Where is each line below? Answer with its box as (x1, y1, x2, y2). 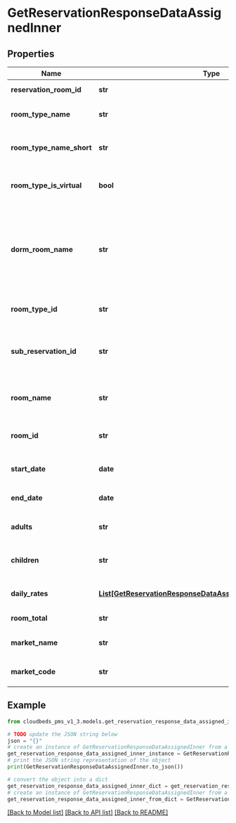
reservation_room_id (11, 85, 82, 94)
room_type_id (11, 304, 58, 314)
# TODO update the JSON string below (7, 730, 118, 738)
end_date (11, 493, 44, 503)
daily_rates (11, 588, 48, 598)
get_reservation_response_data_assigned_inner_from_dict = (7, 796, 184, 803)
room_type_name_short (11, 143, 93, 152)
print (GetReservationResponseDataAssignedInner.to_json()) (7, 763, 184, 770)
